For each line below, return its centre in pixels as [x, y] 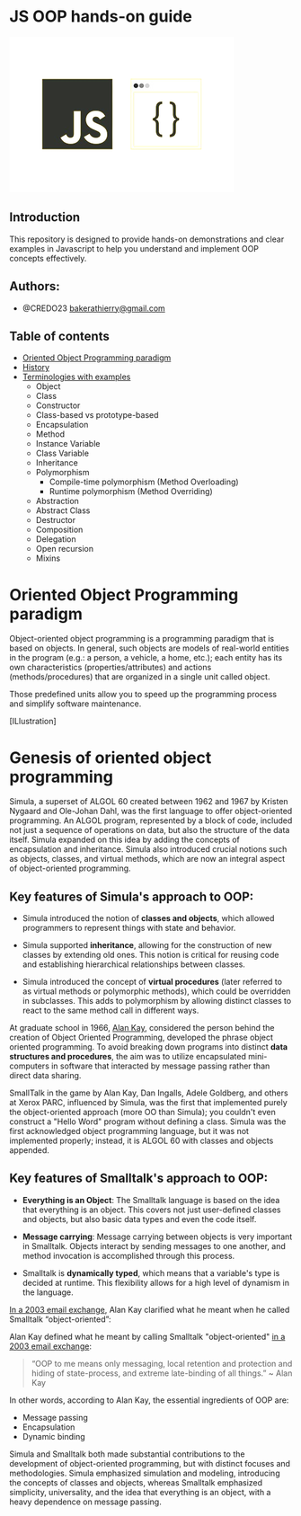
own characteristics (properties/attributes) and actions [111, 668]
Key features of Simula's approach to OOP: [132, 896]
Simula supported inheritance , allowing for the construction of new [147, 945]
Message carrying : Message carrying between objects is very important [157, 1237]
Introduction [45, 217]
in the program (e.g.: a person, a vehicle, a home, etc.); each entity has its [146, 658]
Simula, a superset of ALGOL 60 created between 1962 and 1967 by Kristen [149, 802]
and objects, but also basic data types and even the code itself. [139, 1219]
